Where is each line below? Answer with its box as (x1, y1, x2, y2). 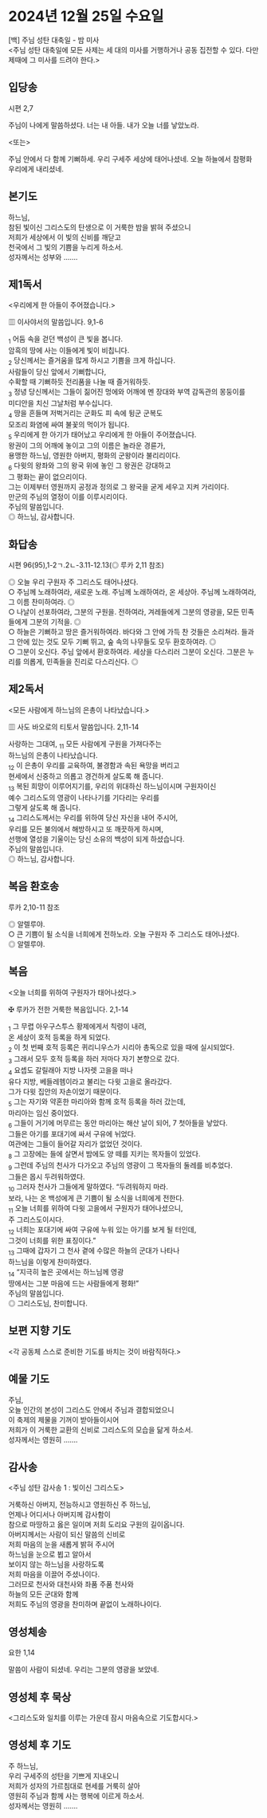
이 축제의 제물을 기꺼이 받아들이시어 (8, 1415, 120, 1424)
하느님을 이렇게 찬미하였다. (8, 1257, 92, 1267)
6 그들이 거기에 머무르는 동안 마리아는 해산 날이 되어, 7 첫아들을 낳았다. (8, 1117, 229, 1129)
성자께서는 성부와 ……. (8, 252, 78, 261)
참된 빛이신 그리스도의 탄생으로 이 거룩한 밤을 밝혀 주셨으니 (8, 222, 191, 232)
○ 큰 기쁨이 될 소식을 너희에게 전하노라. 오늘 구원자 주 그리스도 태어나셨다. (8, 929, 240, 939)
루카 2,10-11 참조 (8, 902, 61, 912)
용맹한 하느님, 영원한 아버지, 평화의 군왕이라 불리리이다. (8, 451, 181, 461)
